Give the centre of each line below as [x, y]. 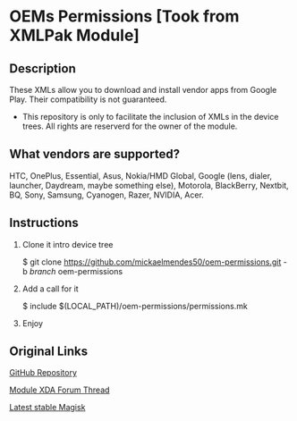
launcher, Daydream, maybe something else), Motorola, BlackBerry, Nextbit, [149, 185]
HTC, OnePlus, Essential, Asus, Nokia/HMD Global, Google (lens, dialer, [141, 175]
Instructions [44, 223]
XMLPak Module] [75, 35]
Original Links [48, 352]
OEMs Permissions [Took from [124, 17]
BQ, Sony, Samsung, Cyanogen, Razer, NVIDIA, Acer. [106, 195]
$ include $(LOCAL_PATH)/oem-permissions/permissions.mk [135, 306]
